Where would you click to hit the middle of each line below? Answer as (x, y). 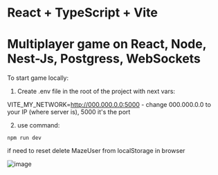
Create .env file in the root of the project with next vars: (96, 92)
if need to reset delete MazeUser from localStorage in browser (96, 151)
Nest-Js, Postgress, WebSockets (104, 59)
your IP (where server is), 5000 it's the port (69, 112)
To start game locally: (38, 78)
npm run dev (24, 138)
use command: (38, 125)
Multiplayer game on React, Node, (107, 44)
